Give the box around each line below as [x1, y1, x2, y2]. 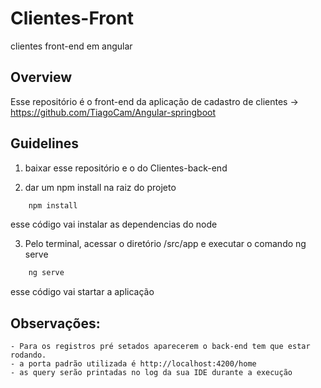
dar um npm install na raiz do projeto [24, 181, 177, 193]
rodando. [10, 350, 47, 361]
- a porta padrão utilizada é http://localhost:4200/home [10, 359, 257, 369]
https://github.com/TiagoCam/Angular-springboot [10, 106, 217, 118]
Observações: [10, 315, 101, 332]
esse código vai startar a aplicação [10, 286, 155, 298]
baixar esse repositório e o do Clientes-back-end [24, 162, 228, 174]
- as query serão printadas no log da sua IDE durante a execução [10, 368, 293, 378]
